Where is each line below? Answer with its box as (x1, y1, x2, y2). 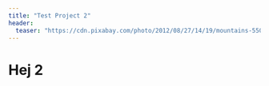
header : (8, 19, 34, 27)
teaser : (15, 26, 42, 34)
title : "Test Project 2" (8, 11, 91, 20)
